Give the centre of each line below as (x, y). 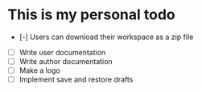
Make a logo (40, 70)
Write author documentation (66, 61)
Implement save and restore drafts (76, 80)
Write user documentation (62, 52)
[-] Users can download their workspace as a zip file (106, 37)
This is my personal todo (91, 15)
